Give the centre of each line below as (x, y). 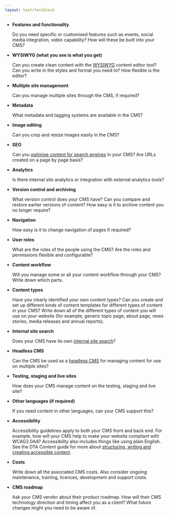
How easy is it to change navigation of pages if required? (71, 230)
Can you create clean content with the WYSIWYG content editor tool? (84, 65)
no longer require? (31, 210)
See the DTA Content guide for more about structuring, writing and (81, 447)
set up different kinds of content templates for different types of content (87, 305)
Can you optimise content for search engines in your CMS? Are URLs (84, 154)
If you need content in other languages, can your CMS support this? (83, 411)
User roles (23, 239)
